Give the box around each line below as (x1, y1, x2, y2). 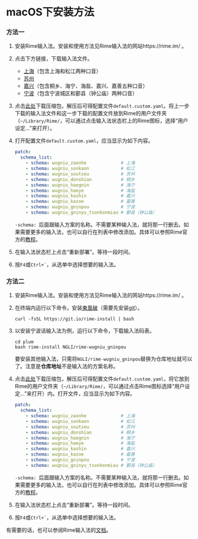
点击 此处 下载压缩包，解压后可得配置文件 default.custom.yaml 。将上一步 (14, 102, 190, 109)
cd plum (14, 339, 34, 345)
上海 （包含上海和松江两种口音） (23, 67, 102, 75)
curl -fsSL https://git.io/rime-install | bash (14, 316, 134, 322)
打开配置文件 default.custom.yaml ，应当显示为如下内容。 (14, 137, 154, 144)
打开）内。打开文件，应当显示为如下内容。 (31, 390, 136, 397)
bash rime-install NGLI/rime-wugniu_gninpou (14, 344, 126, 350)
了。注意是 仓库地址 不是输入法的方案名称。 (14, 363, 119, 370)
